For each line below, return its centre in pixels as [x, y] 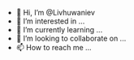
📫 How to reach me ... [54, 47]
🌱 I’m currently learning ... [59, 30]
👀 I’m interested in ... [50, 21]
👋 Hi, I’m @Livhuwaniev [56, 13]
